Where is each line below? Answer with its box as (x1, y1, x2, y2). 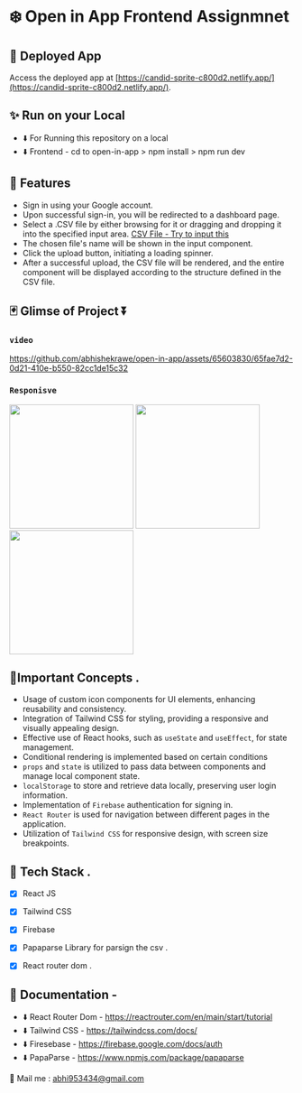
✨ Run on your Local (9, 108, 126, 124)
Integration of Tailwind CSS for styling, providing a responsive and (22, 713, 269, 724)
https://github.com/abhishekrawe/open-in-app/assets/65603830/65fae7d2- (9, 353, 293, 365)
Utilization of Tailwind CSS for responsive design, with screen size (22, 829, 269, 839)
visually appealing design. (22, 723, 120, 734)
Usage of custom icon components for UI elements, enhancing (22, 694, 256, 705)
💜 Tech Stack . (9, 864, 92, 879)
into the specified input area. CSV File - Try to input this (22, 228, 230, 239)
